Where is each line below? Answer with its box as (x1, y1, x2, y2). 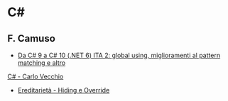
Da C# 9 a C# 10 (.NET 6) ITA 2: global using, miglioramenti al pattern (17, 51, 221, 59)
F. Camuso (7, 32, 55, 44)
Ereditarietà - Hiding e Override (17, 86, 110, 94)
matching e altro (17, 59, 66, 67)
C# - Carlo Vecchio (7, 72, 64, 81)
